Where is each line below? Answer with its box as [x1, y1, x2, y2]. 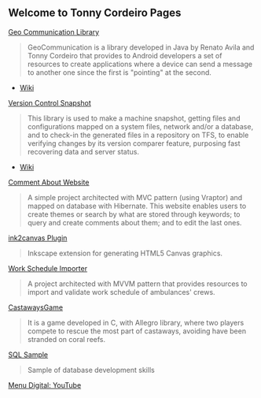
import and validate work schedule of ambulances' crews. [27, 287, 215, 296]
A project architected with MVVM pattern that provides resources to [27, 279, 248, 288]
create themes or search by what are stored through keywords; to [27, 209, 241, 219]
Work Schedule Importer [8, 263, 88, 273]
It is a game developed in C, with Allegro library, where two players [27, 318, 244, 327]
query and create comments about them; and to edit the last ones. [27, 218, 242, 227]
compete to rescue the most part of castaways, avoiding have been [27, 326, 246, 336]
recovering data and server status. [27, 147, 140, 156]
